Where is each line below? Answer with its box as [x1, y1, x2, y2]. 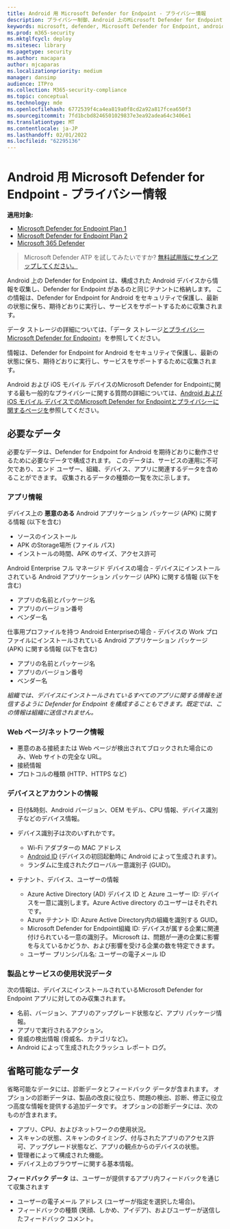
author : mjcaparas [7, 61, 60, 68]
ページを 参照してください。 [25, 406, 103, 414]
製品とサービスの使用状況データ [7, 969, 113, 978]
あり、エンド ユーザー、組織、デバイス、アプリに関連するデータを [18, 464, 207, 473]
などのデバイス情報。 [23, 814, 84, 822]
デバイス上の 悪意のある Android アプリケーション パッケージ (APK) [7, 509, 198, 517]
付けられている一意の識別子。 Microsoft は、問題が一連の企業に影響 [27, 932, 220, 941]
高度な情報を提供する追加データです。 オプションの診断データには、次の [12, 1102, 218, 1110]
